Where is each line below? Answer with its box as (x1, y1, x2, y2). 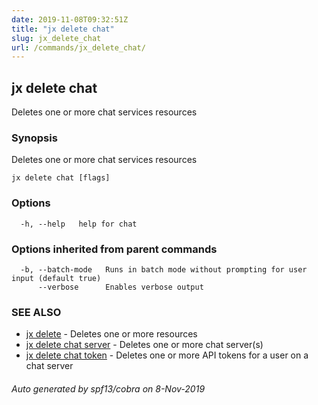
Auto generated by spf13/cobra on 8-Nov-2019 (11, 382, 206, 395)
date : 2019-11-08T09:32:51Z (11, 14, 129, 25)
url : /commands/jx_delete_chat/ (11, 42, 146, 53)
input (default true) (11, 273, 102, 283)
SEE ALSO (11, 305, 62, 319)
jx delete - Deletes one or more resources (25, 328, 198, 340)
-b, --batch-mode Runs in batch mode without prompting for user (20, 264, 308, 275)
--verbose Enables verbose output (37, 282, 204, 292)
